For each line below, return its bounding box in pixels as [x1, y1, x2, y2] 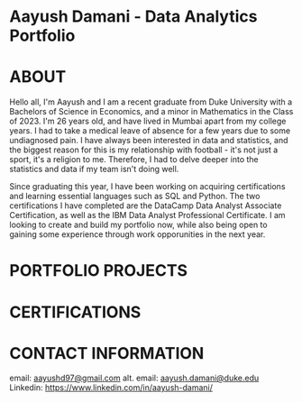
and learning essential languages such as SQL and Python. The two [9, 191, 261, 202]
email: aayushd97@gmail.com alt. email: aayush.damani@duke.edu [9, 372, 260, 384]
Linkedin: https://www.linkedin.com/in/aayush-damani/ [9, 382, 214, 393]
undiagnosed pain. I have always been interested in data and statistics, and [9, 135, 288, 146]
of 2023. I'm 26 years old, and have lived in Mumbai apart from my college [9, 115, 287, 127]
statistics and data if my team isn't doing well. [9, 164, 179, 175]
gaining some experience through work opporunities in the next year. [9, 229, 266, 240]
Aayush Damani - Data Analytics [9, 6, 258, 27]
